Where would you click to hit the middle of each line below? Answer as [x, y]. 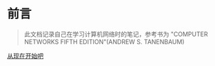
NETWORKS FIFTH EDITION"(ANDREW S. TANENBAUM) [104, 42]
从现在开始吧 [25, 56]
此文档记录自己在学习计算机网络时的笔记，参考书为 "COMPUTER [116, 34]
